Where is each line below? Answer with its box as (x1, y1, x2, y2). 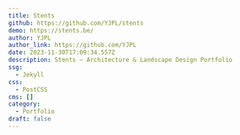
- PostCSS (15, 85, 48, 94)
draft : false (8, 115, 52, 123)
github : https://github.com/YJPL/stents (8, 19, 145, 27)
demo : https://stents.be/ (8, 26, 94, 34)
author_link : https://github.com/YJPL (8, 41, 137, 49)
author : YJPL (8, 33, 52, 42)
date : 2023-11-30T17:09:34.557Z (8, 48, 115, 56)
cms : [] (8, 93, 34, 101)
